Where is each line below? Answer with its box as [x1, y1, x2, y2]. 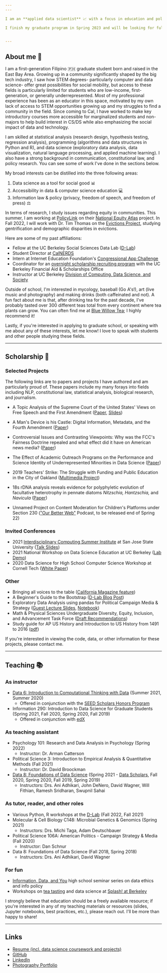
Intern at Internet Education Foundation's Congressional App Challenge [12, 255, 159, 262]
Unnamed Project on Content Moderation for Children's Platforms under [12, 504, 160, 510]
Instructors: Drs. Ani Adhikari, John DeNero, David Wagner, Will [19, 782, 150, 788]
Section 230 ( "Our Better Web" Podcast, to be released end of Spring [12, 510, 155, 516]
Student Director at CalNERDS [12, 250, 74, 256]
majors [5, 119, 19, 125]
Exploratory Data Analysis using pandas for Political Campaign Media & [12, 599, 158, 606]
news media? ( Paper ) [12, 444, 56, 450]
